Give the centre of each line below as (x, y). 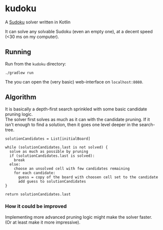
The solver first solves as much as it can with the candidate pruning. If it (78, 119)
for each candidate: (35, 173)
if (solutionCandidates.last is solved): (52, 156)
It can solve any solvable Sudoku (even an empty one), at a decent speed (79, 31)
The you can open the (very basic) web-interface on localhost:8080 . (74, 82)
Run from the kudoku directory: (36, 63)
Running (18, 52)
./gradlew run (20, 73)
